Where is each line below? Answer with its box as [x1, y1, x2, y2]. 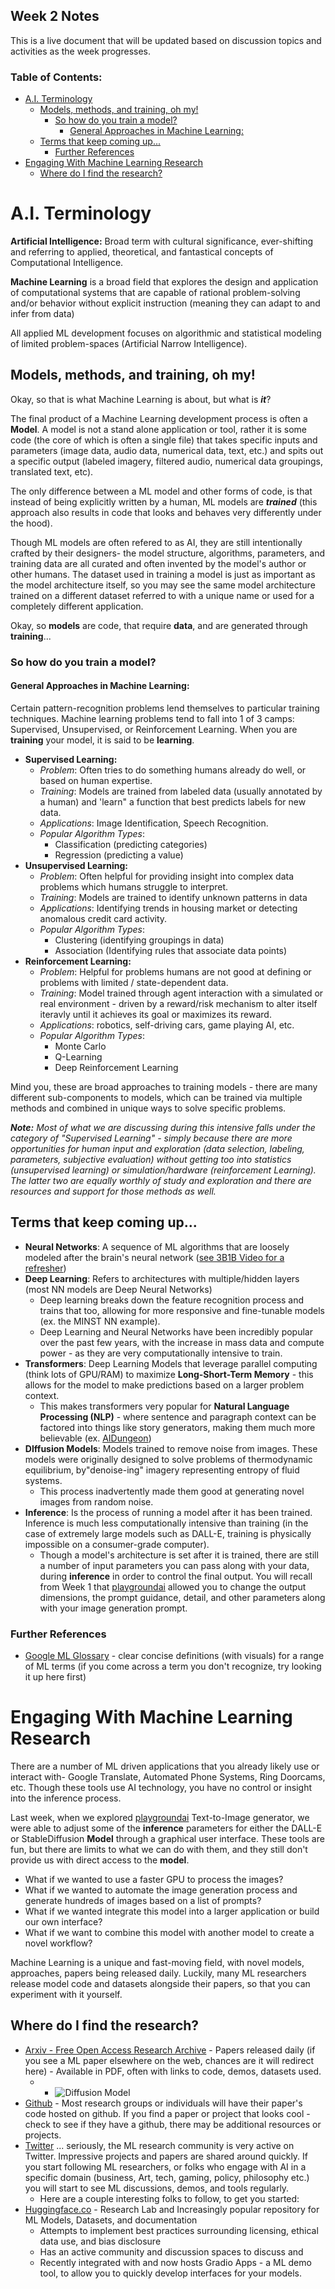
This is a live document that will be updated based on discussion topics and [10, 34, 322, 46]
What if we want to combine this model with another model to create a [24, 1927, 315, 1939]
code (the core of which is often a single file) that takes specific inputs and [10, 434, 318, 446]
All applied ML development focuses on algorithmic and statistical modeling [10, 327, 322, 339]
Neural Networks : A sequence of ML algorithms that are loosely [24, 1240, 290, 1253]
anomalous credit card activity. [39, 912, 168, 924]
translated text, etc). [10, 465, 94, 478]
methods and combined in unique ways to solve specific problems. [10, 1102, 287, 1114]
